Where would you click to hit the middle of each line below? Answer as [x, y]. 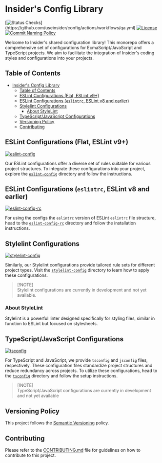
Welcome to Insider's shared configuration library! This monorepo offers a [80, 42]
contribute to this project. [30, 455]
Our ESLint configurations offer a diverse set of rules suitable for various [78, 163]
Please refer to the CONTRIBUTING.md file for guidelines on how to [73, 450]
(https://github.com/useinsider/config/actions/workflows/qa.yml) [70, 27]
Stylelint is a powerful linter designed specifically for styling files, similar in [80, 318]
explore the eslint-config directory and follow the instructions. [69, 174]
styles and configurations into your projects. [50, 58]
